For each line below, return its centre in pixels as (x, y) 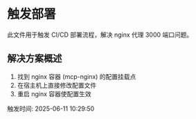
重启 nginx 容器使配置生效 (54, 93)
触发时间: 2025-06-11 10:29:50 (51, 109)
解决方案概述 (35, 58)
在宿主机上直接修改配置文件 (57, 85)
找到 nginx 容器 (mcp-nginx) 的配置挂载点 (77, 76)
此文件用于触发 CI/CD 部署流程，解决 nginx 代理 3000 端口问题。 (100, 35)
